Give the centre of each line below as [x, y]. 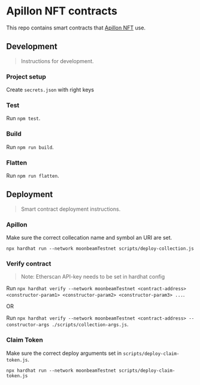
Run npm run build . [30, 147]
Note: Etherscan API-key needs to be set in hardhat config [93, 277]
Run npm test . [23, 118]
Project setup [26, 76]
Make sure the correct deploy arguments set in [64, 353]
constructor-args [28, 325]
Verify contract [29, 264]
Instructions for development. [57, 61]
